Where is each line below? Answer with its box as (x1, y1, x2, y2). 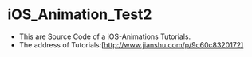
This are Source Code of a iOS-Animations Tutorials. (18, 32, 191, 41)
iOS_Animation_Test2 (7, 6, 152, 24)
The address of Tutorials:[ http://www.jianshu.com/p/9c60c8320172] (18, 40, 244, 49)
